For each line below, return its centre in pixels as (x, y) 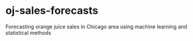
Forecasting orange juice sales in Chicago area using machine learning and (96, 27)
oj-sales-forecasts (52, 11)
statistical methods (28, 32)
